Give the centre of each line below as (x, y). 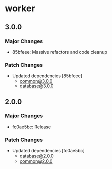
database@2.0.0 (37, 156)
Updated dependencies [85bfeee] (47, 76)
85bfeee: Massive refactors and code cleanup (59, 52)
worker (20, 9)
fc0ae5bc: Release (32, 127)
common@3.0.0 (36, 81)
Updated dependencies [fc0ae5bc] (48, 151)
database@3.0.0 (37, 86)
